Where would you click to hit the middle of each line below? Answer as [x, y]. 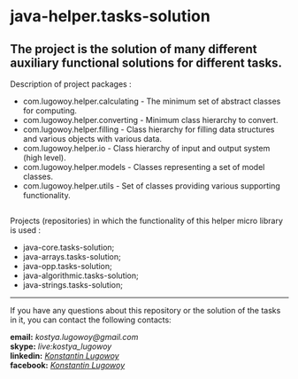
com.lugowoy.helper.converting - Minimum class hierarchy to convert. [150, 120]
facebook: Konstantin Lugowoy [68, 366]
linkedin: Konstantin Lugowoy [65, 356]
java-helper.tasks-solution [110, 16]
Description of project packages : [71, 84]
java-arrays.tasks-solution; [72, 257]
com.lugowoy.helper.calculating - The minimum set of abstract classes [152, 101]
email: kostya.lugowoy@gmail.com [74, 337]
